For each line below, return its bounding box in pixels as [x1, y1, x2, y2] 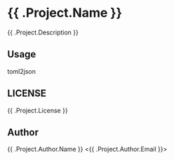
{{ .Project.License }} [7, 106, 68, 114]
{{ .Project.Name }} [7, 5, 123, 21]
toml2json [7, 67, 36, 75]
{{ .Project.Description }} [7, 28, 79, 36]
